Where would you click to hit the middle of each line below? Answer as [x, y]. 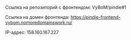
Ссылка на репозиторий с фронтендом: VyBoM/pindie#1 [66, 7]
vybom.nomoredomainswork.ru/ [39, 23]
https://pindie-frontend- [95, 17]
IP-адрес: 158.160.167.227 [32, 32]
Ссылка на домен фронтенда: [37, 17]
